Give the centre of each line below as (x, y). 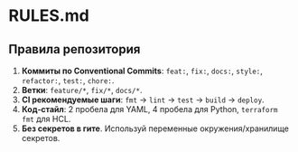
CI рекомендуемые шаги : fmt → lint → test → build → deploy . (143, 100)
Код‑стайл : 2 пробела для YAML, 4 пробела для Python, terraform (149, 109)
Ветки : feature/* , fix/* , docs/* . (82, 90)
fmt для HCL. (46, 119)
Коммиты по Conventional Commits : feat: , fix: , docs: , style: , (142, 71)
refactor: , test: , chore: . (68, 81)
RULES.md (49, 16)
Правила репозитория (74, 49)
